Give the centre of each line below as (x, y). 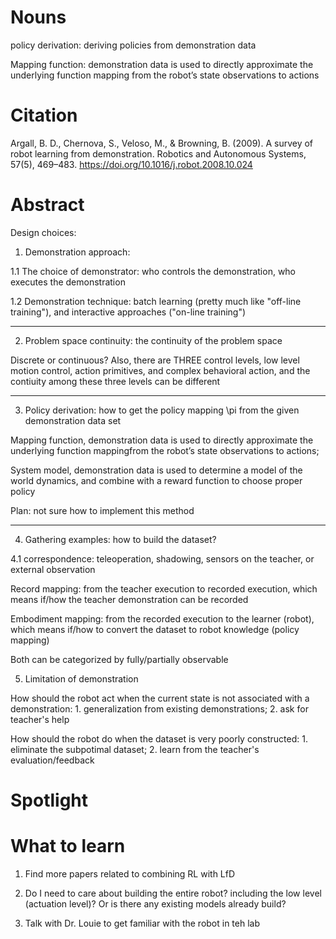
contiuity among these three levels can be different (115, 381)
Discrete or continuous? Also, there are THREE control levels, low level (155, 360)
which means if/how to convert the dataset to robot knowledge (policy (155, 629)
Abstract (47, 205)
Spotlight (49, 800)
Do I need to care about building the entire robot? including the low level (173, 893)
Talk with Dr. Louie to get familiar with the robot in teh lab (142, 923)
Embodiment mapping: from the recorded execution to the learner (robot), (162, 618)
